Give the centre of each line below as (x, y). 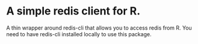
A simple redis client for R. (73, 11)
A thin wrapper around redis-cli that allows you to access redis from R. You (99, 28)
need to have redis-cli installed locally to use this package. (79, 34)
